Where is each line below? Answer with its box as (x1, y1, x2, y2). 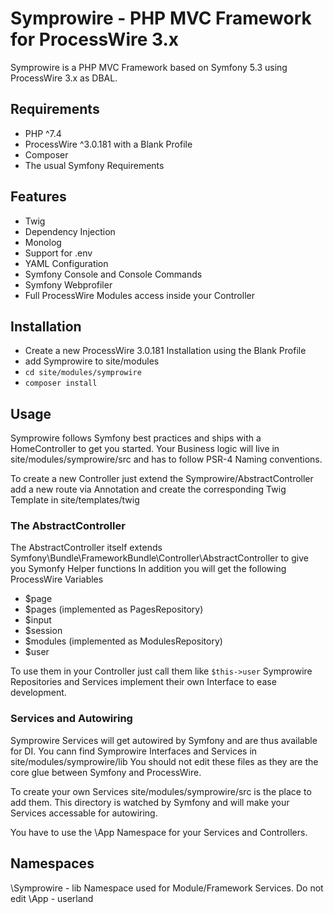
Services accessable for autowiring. (10, 807, 158, 819)
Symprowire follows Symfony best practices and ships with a (10, 432, 262, 444)
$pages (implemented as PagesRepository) (24, 603, 204, 616)
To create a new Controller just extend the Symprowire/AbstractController (10, 473, 314, 485)
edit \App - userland (10, 892, 94, 904)
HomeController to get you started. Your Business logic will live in (10, 443, 280, 455)
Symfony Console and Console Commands (24, 268, 203, 280)
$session (24, 625, 63, 637)
